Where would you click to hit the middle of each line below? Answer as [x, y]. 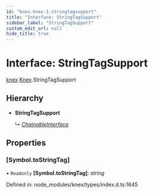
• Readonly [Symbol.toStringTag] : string [55, 173]
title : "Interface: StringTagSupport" [54, 17]
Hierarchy [25, 98]
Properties [26, 143]
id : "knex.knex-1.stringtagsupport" [51, 12]
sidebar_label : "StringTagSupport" [50, 23]
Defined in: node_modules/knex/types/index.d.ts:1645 [72, 184]
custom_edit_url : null [34, 28]
